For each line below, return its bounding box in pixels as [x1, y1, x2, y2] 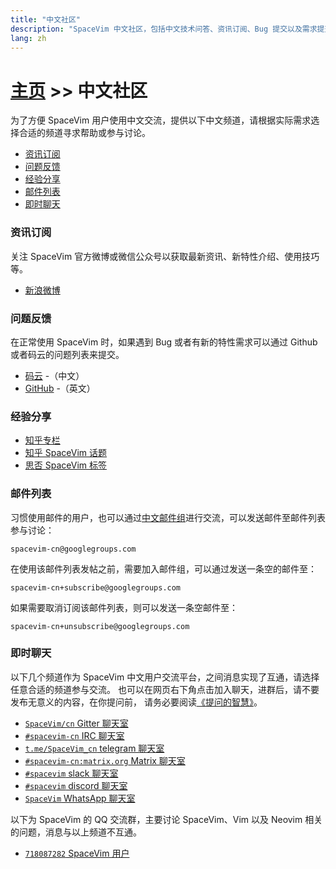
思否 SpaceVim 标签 [24, 459, 107, 471]
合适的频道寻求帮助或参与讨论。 [18, 127, 151, 139]
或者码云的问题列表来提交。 [10, 348, 125, 360]
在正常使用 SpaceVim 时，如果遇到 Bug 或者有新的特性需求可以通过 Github [10, 336, 318, 348]
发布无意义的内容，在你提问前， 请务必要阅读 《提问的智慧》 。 [10, 696, 263, 708]
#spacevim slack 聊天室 [24, 767, 119, 779]
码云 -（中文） [24, 369, 85, 381]
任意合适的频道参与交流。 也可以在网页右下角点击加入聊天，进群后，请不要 [10, 683, 320, 695]
